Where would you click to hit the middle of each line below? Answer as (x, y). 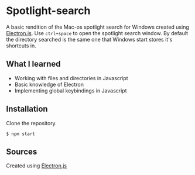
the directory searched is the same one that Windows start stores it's (89, 39)
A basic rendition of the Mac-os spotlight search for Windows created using (97, 27)
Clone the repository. (31, 123)
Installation (27, 109)
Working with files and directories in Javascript (71, 78)
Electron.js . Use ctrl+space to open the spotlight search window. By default (97, 33)
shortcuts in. (21, 46)
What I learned (33, 64)
